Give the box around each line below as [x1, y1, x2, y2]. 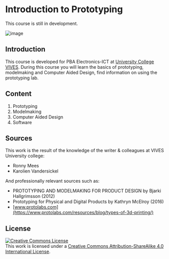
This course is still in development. [5, 20, 78, 26]
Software [12, 119, 32, 125]
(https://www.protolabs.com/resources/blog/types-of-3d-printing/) [12, 210, 154, 216]
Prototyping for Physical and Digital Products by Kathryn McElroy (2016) [12, 198, 164, 205]
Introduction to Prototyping [5, 4, 123, 15]
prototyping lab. [5, 75, 39, 81]
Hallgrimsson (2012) [12, 193, 55, 199]
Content [5, 90, 32, 98]
